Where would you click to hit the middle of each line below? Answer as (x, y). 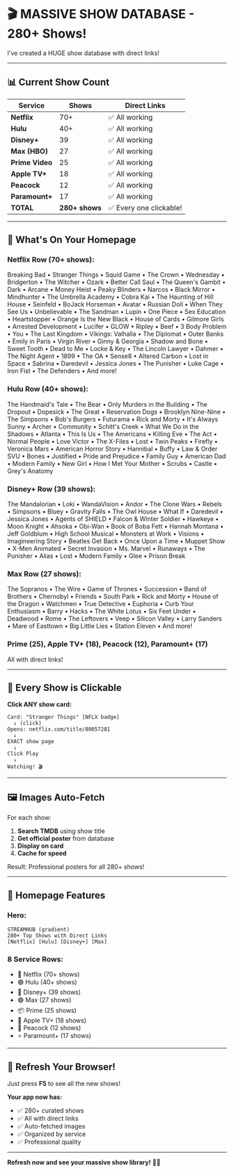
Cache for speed (42, 853)
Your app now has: (35, 1097)
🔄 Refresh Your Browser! (62, 1067)
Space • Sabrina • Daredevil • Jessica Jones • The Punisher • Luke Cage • (116, 364)
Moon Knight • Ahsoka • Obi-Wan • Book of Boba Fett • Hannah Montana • (116, 527)
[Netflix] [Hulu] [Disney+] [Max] (57, 942)
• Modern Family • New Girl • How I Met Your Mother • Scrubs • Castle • (112, 463)
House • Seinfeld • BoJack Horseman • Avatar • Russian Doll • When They (115, 304)
